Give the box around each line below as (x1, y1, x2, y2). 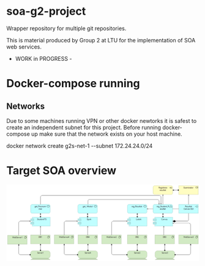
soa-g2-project (6, 4, 86, 18)
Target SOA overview (6, 164, 117, 178)
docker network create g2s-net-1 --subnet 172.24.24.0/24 (6, 142, 153, 149)
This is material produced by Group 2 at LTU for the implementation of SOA (6, 36, 196, 44)
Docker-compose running (6, 77, 141, 90)
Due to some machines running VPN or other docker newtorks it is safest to (6, 117, 197, 124)
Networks (6, 101, 45, 111)
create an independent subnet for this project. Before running (6, 123, 161, 131)
